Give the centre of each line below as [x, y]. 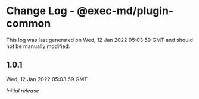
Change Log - [41, 11]
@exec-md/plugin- [125, 11]
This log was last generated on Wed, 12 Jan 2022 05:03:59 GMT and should [100, 40]
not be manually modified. [38, 46]
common [29, 23]
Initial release [23, 91]
